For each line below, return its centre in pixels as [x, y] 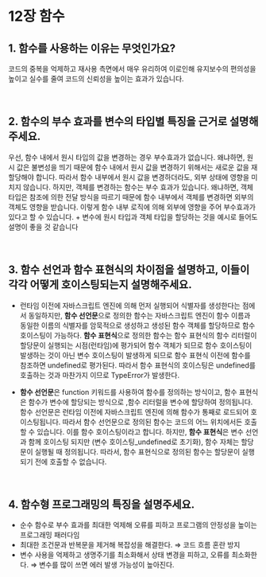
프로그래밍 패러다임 [50, 535]
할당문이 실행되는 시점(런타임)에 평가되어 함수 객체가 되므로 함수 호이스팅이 [136, 345]
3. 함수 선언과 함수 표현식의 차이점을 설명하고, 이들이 [129, 270]
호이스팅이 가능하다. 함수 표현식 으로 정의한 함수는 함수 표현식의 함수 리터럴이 [138, 335]
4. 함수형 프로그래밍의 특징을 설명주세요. [102, 505]
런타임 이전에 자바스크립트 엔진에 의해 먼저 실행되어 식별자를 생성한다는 [130, 305]
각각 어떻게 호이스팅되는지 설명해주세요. [100, 285]
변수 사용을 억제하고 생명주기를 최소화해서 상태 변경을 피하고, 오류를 [125, 555]
